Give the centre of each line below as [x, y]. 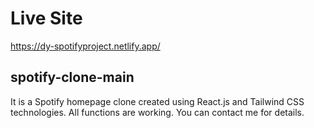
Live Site [46, 18]
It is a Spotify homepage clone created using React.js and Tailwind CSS [157, 101]
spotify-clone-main [72, 77]
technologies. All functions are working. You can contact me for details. [157, 112]
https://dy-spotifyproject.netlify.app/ [85, 46]
